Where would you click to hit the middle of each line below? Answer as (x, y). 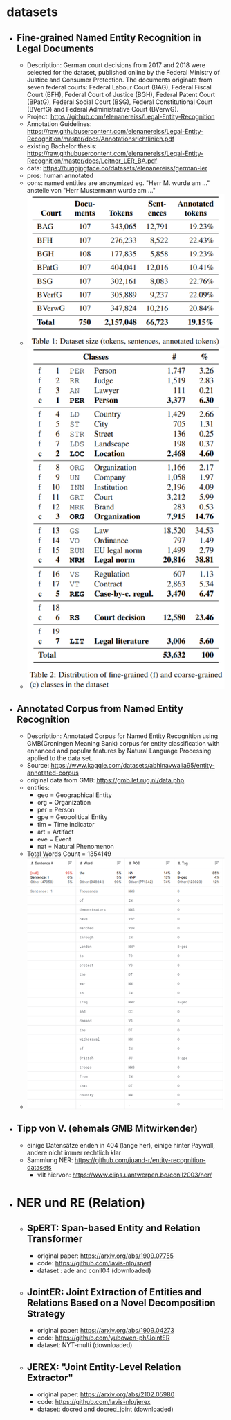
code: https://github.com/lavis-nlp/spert (94, 1263)
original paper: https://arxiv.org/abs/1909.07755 (105, 1256)
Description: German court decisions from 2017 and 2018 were (116, 65)
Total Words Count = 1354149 (69, 854)
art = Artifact (55, 832)
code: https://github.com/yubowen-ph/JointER (103, 1338)
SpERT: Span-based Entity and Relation (114, 1228)
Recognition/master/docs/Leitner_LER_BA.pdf (92, 161)
